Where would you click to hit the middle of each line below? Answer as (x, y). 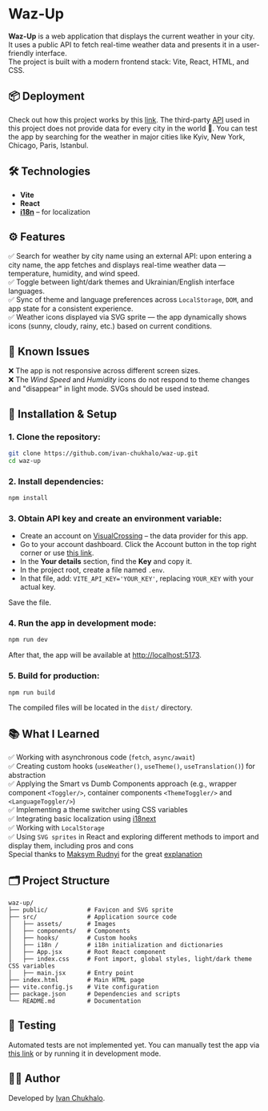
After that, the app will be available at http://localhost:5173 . (105, 655)
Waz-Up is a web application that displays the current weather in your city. (132, 36)
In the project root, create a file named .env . (92, 570)
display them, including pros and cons (71, 846)
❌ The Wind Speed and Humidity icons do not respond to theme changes (129, 380)
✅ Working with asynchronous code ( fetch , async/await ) (102, 757)
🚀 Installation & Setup (63, 414)
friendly (21, 53)
